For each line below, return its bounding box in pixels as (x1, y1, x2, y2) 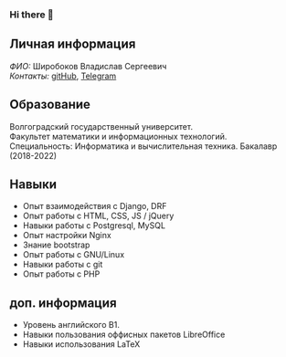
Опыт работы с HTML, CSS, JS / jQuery (22, 210, 175, 222)
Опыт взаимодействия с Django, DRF (22, 201, 167, 212)
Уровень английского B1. (22, 320, 121, 331)
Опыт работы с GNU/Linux (22, 249, 125, 260)
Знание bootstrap (22, 239, 90, 250)
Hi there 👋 (9, 8, 55, 21)
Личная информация (9, 37, 136, 52)
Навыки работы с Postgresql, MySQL (22, 220, 166, 231)
